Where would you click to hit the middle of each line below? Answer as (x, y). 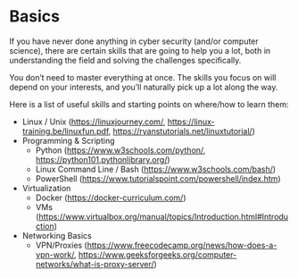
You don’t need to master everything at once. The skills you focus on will (143, 77)
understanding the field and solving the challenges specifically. (125, 60)
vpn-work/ (55, 254)
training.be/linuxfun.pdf (65, 131)
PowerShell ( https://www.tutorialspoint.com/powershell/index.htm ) (158, 178)
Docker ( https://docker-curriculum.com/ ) (111, 198)
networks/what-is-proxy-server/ (95, 264)
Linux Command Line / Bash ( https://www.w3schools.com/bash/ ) (156, 169)
